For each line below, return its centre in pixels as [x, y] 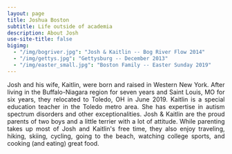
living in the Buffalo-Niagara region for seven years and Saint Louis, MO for [116, 92]
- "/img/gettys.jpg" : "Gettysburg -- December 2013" [91, 59]
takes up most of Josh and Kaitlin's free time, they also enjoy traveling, [116, 128]
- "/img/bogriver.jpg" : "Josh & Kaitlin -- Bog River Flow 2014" [109, 52]
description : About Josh [43, 33]
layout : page [26, 13]
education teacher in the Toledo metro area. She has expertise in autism [116, 106]
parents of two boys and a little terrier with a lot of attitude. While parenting [116, 121]
